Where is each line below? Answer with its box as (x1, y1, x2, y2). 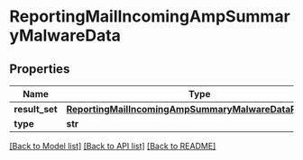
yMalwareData (9, 25, 122, 46)
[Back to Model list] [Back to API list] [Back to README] (9, 141, 216, 151)
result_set (14, 103, 58, 115)
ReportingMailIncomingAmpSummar (9, 6, 290, 27)
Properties (9, 61, 70, 76)
